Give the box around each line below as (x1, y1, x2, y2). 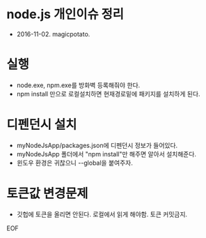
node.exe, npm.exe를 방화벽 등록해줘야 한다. (16, 81, 141, 89)
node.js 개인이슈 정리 (6, 6, 125, 22)
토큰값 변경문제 (6, 186, 88, 201)
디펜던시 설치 (6, 117, 77, 133)
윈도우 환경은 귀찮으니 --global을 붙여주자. (16, 158, 133, 167)
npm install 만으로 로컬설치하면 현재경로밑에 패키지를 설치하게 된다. (16, 89, 200, 98)
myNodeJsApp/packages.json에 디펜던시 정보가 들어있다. (16, 141, 178, 149)
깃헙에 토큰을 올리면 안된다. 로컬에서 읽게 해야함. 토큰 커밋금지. (16, 210, 188, 218)
